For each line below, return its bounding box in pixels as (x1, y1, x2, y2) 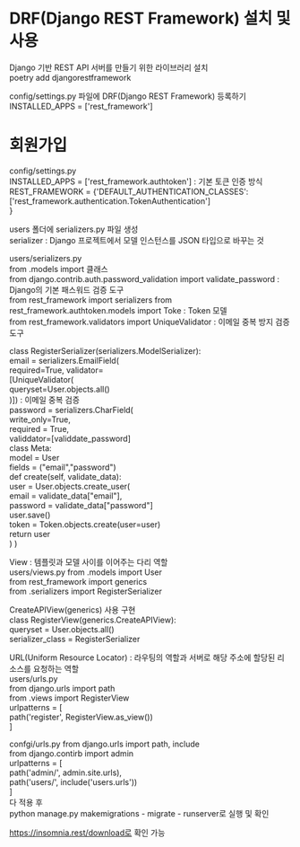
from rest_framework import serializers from (9, 294, 173, 305)
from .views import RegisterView (9, 693, 130, 703)
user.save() (9, 509, 51, 520)
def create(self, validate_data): (9, 471, 123, 481)
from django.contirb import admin (9, 747, 134, 759)
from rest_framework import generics (9, 576, 148, 587)
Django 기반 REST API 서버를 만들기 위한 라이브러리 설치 (9, 62, 209, 73)
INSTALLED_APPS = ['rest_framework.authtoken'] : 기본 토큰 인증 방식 (9, 176, 263, 187)
